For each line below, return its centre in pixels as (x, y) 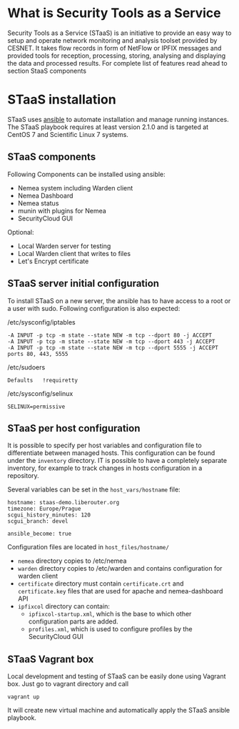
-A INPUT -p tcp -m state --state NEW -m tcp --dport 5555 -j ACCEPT (113, 347)
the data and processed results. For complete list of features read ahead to (117, 63)
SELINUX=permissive (36, 407)
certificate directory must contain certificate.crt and (101, 583)
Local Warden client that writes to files (74, 253)
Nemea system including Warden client (75, 188)
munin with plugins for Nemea (62, 210)
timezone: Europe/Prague (44, 509)
